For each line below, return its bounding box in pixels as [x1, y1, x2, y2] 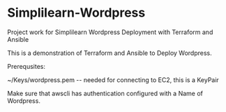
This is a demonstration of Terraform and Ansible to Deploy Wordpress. [7, 49, 213, 57]
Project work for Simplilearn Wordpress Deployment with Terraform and [7, 28, 213, 36]
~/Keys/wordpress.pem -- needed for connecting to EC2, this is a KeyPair [7, 75, 220, 84]
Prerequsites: [7, 62, 46, 70]
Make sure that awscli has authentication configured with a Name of [7, 89, 204, 97]
